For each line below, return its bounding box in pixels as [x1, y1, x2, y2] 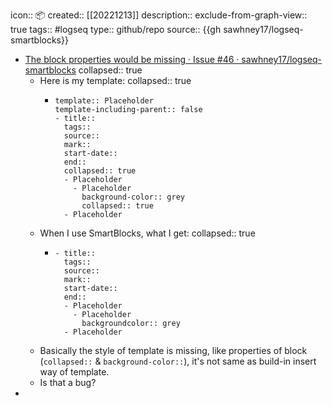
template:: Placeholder [54, 96, 154, 106]
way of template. [39, 366, 110, 378]
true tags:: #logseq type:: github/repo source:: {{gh [10, 24, 222, 35]
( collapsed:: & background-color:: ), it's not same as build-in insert [39, 355, 317, 367]
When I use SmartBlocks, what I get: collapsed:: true [39, 227, 256, 239]
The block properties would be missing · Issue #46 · [24, 54, 240, 65]
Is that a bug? [39, 377, 97, 388]
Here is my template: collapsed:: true [39, 75, 192, 86]
